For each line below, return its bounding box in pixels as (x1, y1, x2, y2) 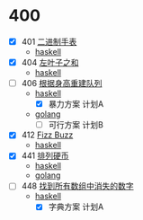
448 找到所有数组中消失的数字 (21, 180, 134, 191)
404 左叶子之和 (21, 57, 79, 67)
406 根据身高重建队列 (21, 78, 103, 89)
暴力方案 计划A (48, 99, 104, 110)
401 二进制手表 (21, 36, 77, 47)
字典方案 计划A (48, 201, 104, 212)
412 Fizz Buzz (21, 129, 74, 140)
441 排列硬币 (21, 150, 69, 162)
